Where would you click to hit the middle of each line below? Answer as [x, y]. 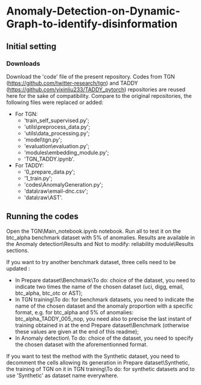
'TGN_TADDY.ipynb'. [49, 159]
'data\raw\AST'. [43, 197]
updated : [18, 268]
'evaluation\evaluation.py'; [56, 146]
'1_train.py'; [38, 178]
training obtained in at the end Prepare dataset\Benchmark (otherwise [102, 325]
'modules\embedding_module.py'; [66, 152]
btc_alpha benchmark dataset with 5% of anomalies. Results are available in [101, 238]
